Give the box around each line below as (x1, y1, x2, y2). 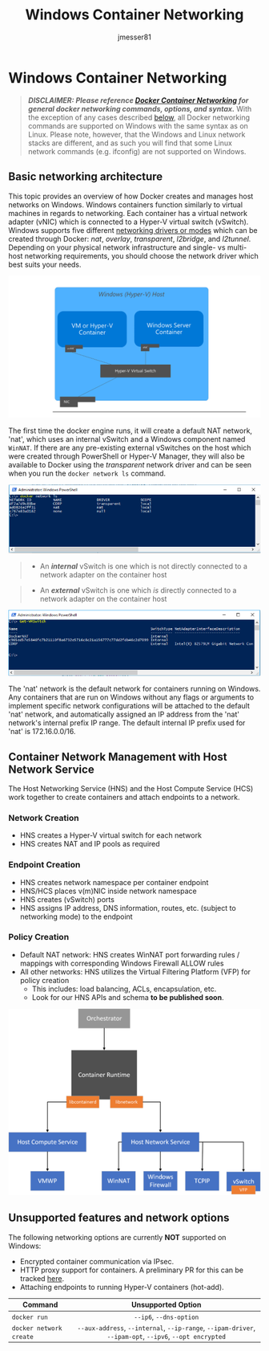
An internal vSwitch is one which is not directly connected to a (39, 561, 248, 571)
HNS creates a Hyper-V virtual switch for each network (19, 831, 203, 840)
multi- (227, 243, 247, 252)
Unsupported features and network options (8, 1211, 230, 1225)
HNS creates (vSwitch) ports (19, 894, 114, 904)
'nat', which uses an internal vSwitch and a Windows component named (8, 434, 246, 443)
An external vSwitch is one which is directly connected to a (39, 585, 237, 595)
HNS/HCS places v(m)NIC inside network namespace (19, 886, 198, 896)
